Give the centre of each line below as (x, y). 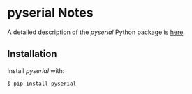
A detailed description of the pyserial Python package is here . (96, 32)
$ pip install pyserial (42, 84)
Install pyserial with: (36, 70)
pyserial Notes (50, 13)
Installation (32, 54)
